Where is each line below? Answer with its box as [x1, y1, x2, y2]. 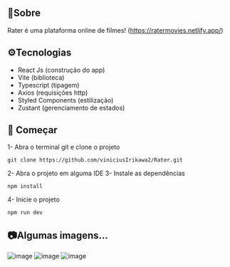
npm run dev [7, 209, 43, 216]
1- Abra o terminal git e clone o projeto [7, 143, 120, 152]
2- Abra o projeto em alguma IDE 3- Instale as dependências [7, 169, 185, 178]
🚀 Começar [7, 124, 58, 136]
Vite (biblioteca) [17, 73, 65, 82]
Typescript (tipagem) [17, 80, 80, 89]
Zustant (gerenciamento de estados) [17, 103, 125, 112]
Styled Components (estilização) [17, 95, 114, 104]
